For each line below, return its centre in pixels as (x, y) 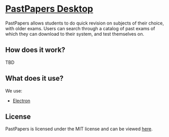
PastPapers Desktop (49, 9)
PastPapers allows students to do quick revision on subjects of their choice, (85, 23)
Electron (21, 101)
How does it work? (35, 50)
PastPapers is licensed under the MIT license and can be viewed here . (79, 129)
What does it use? (34, 78)
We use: (14, 90)
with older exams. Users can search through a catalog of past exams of (80, 28)
